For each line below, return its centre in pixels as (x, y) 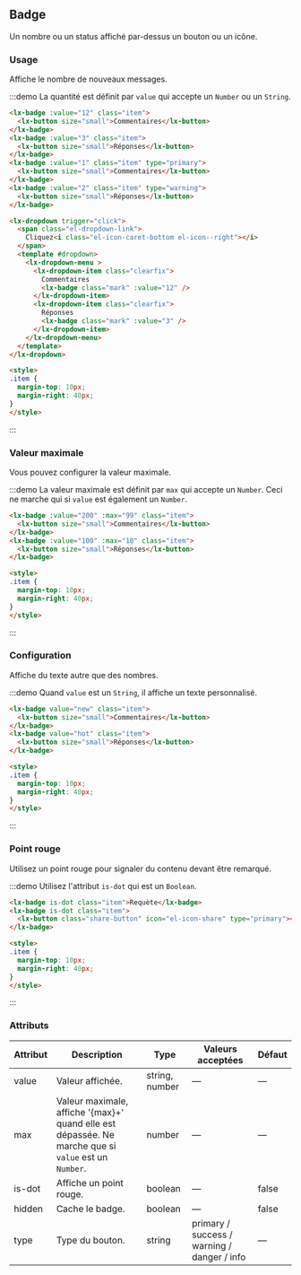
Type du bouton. (90, 1240)
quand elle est (86, 1123)
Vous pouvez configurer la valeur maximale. (90, 472)
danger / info (219, 1257)
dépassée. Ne (85, 1134)
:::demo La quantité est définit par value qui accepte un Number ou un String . (150, 97)
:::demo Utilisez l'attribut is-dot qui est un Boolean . (103, 886)
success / (212, 1235)
